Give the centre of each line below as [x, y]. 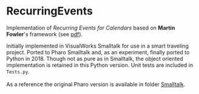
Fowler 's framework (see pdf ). [45, 34]
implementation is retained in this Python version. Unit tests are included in [100, 65]
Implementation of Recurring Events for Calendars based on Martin [91, 28]
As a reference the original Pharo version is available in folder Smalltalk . [96, 84]
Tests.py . [18, 71]
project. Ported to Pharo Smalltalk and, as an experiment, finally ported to [98, 52]
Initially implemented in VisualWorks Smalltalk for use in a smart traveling [98, 46]
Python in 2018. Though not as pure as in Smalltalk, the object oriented [95, 58]
